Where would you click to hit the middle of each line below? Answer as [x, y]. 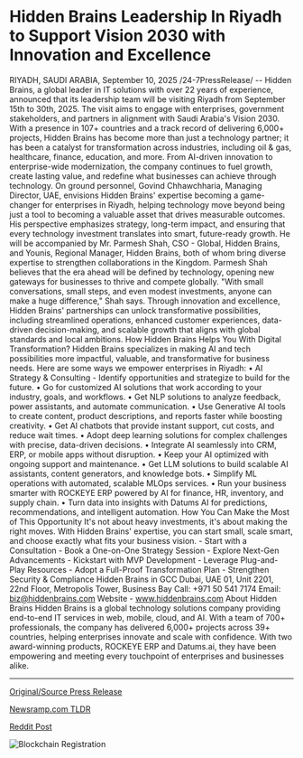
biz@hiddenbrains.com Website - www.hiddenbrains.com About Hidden [143, 598]
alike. [19, 665]
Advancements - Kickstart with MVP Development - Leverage [124, 560]
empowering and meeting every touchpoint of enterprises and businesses [147, 656]
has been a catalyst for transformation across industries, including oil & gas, [151, 147]
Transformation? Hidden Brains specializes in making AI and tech [130, 349]
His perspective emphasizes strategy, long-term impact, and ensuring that [147, 224]
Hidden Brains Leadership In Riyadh [146, 17]
